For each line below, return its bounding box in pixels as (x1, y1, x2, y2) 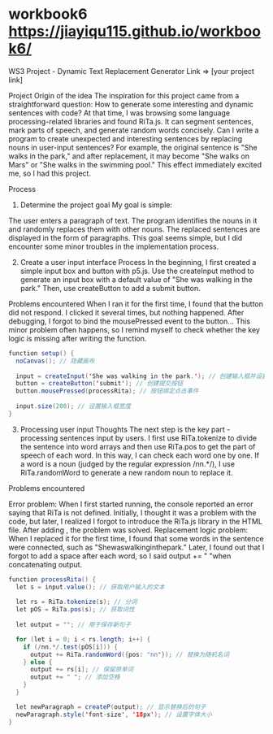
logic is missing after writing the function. (8, 333, 147, 343)
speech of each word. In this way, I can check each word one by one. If (19, 450, 260, 460)
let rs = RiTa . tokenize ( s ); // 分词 (15, 598, 137, 606)
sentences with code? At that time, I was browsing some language (8, 107, 230, 118)
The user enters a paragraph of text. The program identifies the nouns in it (8, 215, 258, 225)
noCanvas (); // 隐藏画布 (15, 357, 95, 365)
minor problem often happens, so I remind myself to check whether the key (8, 324, 260, 334)
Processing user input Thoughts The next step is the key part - (19, 424, 231, 434)
